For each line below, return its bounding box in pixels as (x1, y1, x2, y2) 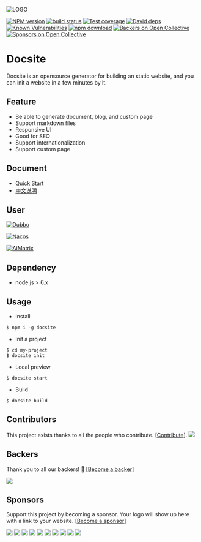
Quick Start (15, 179, 44, 187)
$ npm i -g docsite (6, 325, 56, 331)
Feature (6, 97, 37, 107)
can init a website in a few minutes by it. (6, 78, 107, 86)
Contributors (6, 414, 57, 425)
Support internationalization (15, 138, 86, 146)
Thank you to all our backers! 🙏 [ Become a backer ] (6, 465, 134, 473)
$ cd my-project (6, 347, 48, 353)
